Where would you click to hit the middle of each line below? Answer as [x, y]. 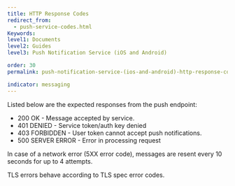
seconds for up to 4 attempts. [50, 161]
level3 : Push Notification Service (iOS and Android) [87, 53]
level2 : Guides [29, 46]
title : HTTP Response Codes [48, 14]
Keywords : [22, 33]
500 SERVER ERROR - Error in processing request [89, 140]
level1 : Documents [34, 40]
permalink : [23, 72]
